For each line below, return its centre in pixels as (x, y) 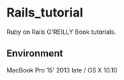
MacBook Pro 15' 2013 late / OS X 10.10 (62, 70)
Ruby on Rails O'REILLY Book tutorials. (61, 32)
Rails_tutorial (45, 13)
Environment (35, 53)
